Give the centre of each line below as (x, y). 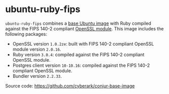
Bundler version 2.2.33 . (37, 76)
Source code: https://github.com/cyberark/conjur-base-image (70, 86)
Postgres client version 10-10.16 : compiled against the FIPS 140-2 (81, 65)
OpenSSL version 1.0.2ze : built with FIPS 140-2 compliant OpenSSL (83, 43)
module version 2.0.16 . (37, 49)
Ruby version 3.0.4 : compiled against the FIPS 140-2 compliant (78, 55)
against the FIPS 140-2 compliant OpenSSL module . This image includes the (85, 28)
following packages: (26, 34)
